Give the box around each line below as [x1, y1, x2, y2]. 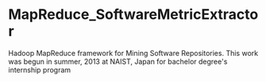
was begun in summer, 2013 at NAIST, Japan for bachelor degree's [8, 57, 228, 66]
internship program [8, 65, 71, 74]
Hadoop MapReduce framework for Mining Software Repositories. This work [8, 48, 259, 58]
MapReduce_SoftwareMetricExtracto [8, 6, 259, 24]
